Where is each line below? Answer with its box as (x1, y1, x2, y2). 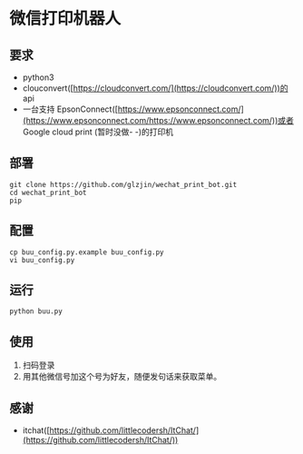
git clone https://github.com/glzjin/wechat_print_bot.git (9, 180, 238, 189)
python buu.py (9, 307, 64, 316)
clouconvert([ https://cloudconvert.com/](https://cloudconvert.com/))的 (22, 83, 288, 94)
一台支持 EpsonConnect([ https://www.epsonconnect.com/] (22, 104, 245, 114)
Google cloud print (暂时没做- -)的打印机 (22, 126, 174, 137)
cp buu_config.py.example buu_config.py (9, 247, 165, 257)
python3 (22, 72, 54, 83)
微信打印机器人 (9, 8, 122, 29)
